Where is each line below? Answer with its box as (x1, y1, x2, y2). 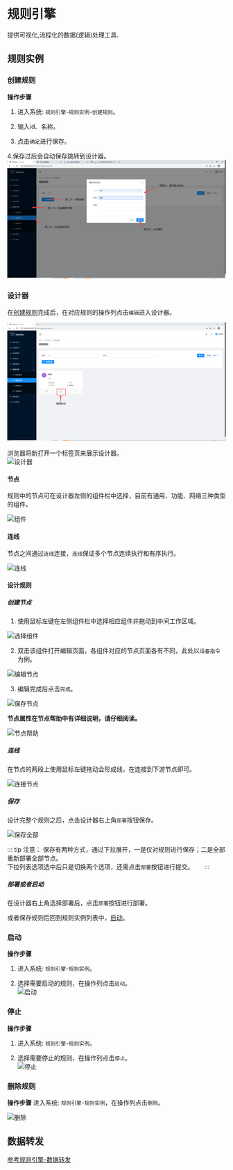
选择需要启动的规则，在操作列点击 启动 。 (17, 979, 132, 987)
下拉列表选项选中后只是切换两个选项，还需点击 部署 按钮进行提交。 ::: (7, 863, 210, 871)
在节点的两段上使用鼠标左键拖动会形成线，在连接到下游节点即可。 (7, 765, 196, 773)
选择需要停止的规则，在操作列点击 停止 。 (17, 1053, 132, 1062)
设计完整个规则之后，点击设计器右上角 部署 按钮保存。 (7, 816, 157, 824)
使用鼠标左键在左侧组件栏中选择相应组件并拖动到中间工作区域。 (17, 617, 200, 625)
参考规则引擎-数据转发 (7, 1155, 71, 1164)
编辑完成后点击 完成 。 (17, 685, 77, 693)
